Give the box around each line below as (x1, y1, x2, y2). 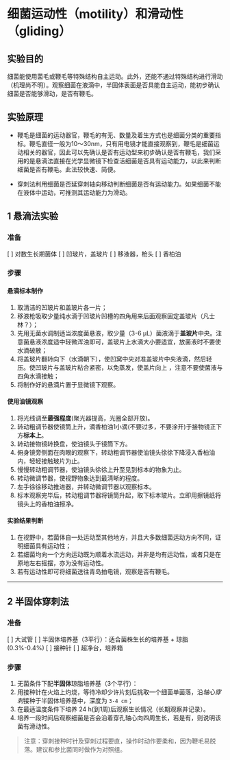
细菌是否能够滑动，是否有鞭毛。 (7, 90, 97, 97)
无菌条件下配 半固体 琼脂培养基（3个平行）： (16, 680, 138, 688)
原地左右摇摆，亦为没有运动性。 (16, 559, 107, 567)
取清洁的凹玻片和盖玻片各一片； (16, 303, 107, 311)
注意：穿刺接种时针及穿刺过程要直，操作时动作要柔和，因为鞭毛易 (23, 737, 210, 745)
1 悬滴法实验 (7, 211, 59, 222)
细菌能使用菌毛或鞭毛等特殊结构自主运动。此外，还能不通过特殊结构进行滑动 (7, 73, 223, 80)
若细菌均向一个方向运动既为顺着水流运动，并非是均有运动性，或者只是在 (16, 550, 221, 559)
